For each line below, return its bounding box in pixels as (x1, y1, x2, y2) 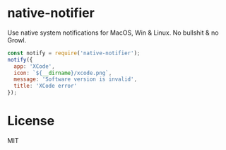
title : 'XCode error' (13, 83, 78, 90)
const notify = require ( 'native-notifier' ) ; (7, 50, 141, 57)
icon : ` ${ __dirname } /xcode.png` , (13, 69, 112, 76)
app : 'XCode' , (13, 62, 55, 70)
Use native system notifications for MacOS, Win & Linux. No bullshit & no (7, 28, 219, 37)
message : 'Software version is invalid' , (13, 76, 138, 83)
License (7, 113, 55, 129)
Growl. (7, 35, 27, 44)
